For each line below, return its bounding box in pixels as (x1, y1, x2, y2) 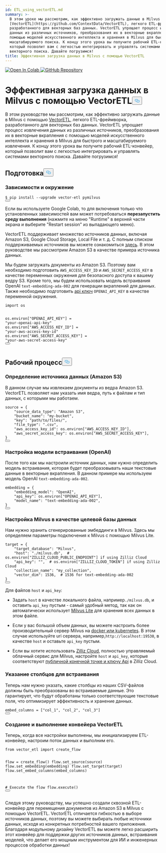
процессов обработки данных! (5, 842, 70, 848)
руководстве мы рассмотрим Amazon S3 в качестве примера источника (5, 247, 160, 253)
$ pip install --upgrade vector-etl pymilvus (5, 195, 100, 200)
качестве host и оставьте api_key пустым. (12, 639, 101, 644)
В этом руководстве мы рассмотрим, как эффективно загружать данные (5, 111, 160, 117)
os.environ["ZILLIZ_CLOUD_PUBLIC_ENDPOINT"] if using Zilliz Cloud (5, 555, 147, 560)
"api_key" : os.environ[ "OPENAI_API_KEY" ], (14, 494, 103, 499)
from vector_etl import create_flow (5, 747, 81, 752)
